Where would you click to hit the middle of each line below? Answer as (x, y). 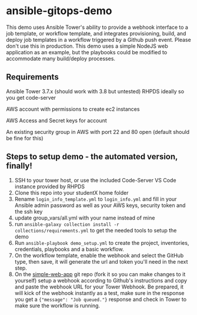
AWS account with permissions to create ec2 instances (73, 109)
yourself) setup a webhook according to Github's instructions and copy (101, 280)
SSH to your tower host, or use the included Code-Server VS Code (95, 180)
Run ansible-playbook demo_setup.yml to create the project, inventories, (102, 242)
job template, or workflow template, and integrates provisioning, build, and (96, 33)
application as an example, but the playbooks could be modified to (87, 52)
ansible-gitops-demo (59, 11)
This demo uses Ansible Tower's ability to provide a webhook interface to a (97, 27)
